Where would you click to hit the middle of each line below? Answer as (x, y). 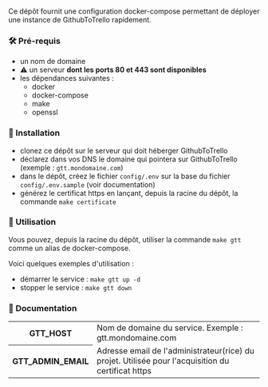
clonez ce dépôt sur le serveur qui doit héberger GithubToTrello (124, 150)
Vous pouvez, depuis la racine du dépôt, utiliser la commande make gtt (125, 239)
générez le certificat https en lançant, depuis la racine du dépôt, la (129, 193)
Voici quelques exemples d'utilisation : (71, 263)
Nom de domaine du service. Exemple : (170, 328)
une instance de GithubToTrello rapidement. (80, 19)
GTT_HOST (51, 333)
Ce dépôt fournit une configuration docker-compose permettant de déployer (134, 11)
